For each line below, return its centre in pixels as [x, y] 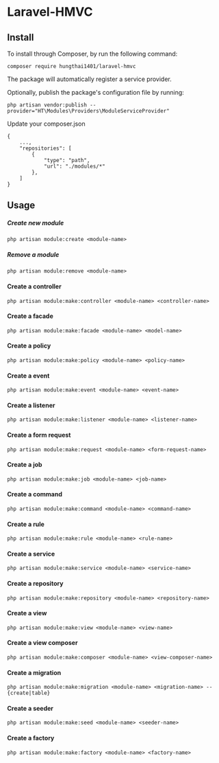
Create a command [35, 494]
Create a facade [30, 316]
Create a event [28, 376]
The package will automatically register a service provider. [90, 79]
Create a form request [39, 435]
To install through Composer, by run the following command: [92, 54]
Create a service [31, 554]
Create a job [25, 465]
